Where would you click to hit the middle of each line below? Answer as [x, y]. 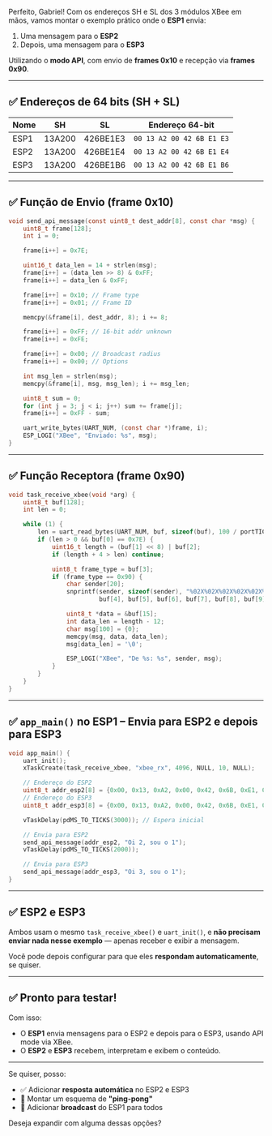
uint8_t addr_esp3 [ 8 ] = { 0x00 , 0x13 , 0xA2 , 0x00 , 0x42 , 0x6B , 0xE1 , [141, 805]
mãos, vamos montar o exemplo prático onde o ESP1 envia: [107, 20]
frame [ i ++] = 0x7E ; [56, 251]
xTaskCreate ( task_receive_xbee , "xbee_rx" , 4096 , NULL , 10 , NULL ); [139, 768]
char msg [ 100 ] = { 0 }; [102, 629]
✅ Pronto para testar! [63, 998]
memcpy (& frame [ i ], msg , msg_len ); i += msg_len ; [106, 384]
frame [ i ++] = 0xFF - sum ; [67, 414]
